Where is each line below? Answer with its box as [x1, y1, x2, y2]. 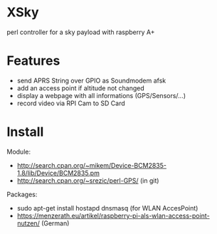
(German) [41, 218, 70, 228]
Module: [6, 147, 31, 156]
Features [6, 53, 60, 69]
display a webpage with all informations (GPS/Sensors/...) [16, 91, 186, 100]
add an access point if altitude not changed [16, 83, 145, 92]
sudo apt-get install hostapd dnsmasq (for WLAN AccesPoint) [16, 203, 199, 212]
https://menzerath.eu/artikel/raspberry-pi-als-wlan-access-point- [16, 211, 211, 220]
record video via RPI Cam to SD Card [16, 99, 125, 107]
